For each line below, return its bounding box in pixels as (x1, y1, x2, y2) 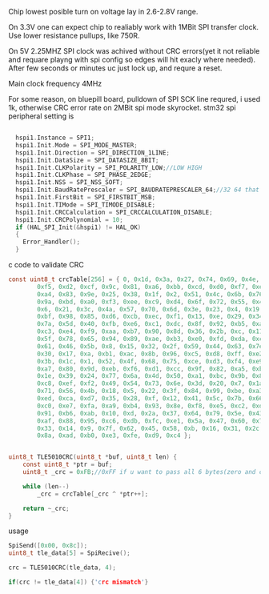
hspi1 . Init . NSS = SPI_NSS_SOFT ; (15, 179, 124, 187)
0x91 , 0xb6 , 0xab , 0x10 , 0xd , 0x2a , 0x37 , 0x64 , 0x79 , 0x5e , (37, 409, 246, 417)
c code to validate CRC (8, 260, 84, 269)
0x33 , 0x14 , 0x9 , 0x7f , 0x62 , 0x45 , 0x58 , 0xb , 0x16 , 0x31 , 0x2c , (37, 424, 263, 432)
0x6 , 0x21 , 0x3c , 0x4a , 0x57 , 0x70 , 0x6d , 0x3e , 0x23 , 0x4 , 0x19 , (37, 305, 263, 313)
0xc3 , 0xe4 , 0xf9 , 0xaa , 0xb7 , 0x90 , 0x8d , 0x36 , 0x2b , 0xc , (37, 327, 246, 335)
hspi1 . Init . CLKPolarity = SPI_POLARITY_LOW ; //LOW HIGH (15, 163, 203, 171)
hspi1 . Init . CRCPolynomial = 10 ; (15, 215, 124, 223)
